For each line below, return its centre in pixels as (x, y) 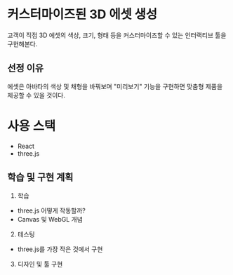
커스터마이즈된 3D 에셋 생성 (82, 14)
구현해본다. (22, 43)
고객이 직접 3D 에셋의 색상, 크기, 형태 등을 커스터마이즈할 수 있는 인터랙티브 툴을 (117, 35)
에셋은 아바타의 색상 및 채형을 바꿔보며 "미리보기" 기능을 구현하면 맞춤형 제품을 (115, 86)
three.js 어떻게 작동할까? (52, 210)
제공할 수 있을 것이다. (36, 95)
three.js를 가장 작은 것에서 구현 (60, 249)
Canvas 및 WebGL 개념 (50, 219)
